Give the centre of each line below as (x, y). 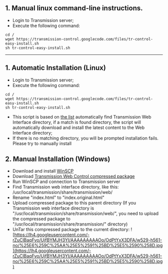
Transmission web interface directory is (53, 208)
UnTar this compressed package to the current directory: (71, 229)
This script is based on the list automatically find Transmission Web (82, 116)
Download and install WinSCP (43, 171)
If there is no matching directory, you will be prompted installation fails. (85, 138)
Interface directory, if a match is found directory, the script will (77, 122)
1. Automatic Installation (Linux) (55, 68)
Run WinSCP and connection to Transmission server (66, 181)
